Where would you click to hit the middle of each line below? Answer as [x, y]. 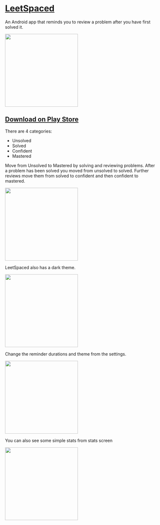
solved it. [14, 27]
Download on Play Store [42, 119]
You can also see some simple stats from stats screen [59, 440]
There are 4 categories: [29, 131]
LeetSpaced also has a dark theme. [40, 267]
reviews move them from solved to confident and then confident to [72, 176]
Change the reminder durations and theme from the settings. [66, 354]
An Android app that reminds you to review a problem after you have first [78, 22]
